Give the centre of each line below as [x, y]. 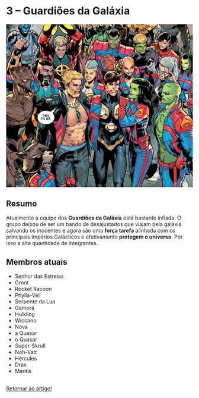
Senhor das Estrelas [39, 276]
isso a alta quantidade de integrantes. [52, 243]
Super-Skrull [30, 346]
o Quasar [26, 340]
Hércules [26, 359]
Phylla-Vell [28, 295]
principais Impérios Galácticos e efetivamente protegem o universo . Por [94, 237]
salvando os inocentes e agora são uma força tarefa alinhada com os [91, 231]
